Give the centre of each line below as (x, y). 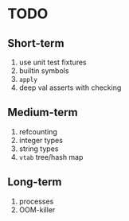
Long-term (35, 182)
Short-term (36, 43)
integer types (41, 140)
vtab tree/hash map (51, 157)
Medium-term (43, 112)
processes (36, 201)
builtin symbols (44, 71)
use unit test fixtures (53, 62)
